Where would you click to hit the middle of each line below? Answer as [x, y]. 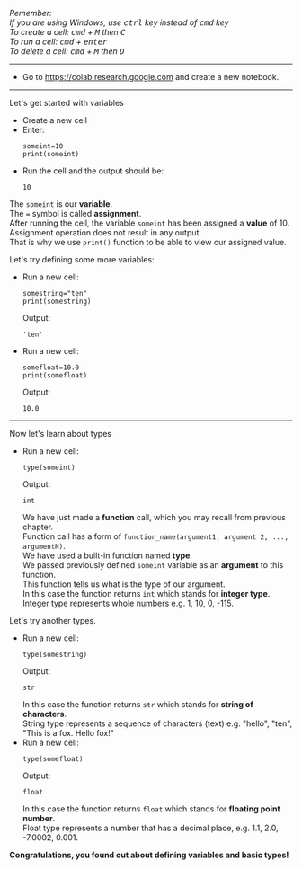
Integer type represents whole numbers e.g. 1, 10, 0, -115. [128, 603]
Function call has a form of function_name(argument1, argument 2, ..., [155, 536]
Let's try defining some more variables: [82, 259]
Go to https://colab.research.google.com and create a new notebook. [151, 77]
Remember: [31, 13]
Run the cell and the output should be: [93, 171]
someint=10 [43, 146]
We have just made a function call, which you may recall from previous [154, 517]
